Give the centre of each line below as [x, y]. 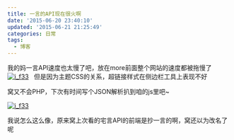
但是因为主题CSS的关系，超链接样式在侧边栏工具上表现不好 [121, 76]
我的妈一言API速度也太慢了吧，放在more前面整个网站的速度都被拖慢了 [110, 68]
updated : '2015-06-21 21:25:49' [55, 27]
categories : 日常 [32, 34]
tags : [15, 40]
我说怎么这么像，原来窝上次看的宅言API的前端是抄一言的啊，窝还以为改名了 [118, 120]
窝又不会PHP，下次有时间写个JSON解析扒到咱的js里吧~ [88, 92]
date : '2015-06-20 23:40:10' [50, 21]
